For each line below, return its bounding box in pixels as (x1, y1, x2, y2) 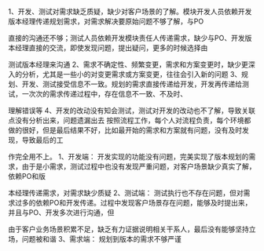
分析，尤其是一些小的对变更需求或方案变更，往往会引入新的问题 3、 (21, 70, 242, 78)
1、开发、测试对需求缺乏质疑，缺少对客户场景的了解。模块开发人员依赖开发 (8, 7, 252, 16)
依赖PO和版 (8, 172, 46, 180)
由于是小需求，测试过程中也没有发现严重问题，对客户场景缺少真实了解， (21, 162, 256, 171)
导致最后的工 (21, 136, 64, 144)
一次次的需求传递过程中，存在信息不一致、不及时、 (21, 89, 187, 98)
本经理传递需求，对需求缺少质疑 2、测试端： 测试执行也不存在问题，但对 (8, 188, 244, 198)
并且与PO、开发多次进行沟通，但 (8, 208, 115, 217)
